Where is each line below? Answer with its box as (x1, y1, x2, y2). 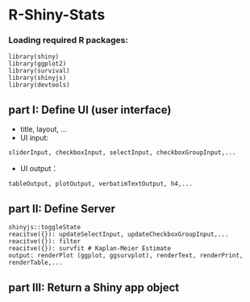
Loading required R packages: (8, 35, 129, 46)
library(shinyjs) (8, 74, 67, 82)
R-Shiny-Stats (8, 6, 106, 24)
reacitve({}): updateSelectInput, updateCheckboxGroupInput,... (8, 230, 229, 239)
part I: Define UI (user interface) (8, 103, 172, 116)
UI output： (19, 164, 59, 174)
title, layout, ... (19, 124, 67, 134)
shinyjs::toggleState (8, 224, 81, 232)
